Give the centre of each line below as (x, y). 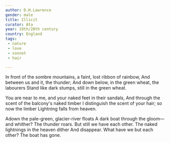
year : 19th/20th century (32, 29)
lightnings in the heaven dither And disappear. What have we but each (79, 130)
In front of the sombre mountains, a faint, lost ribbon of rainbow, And (78, 77)
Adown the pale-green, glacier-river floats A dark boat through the (76, 119)
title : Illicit (22, 20)
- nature (17, 44)
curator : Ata (19, 24)
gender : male (19, 15)
